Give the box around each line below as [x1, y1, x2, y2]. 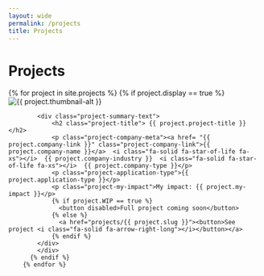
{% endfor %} [23, 261, 67, 269]
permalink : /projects [8, 19, 81, 27]
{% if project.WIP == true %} [51, 197, 153, 206]
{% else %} [51, 211, 89, 220]
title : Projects [8, 27, 63, 35]
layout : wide [8, 11, 52, 20]
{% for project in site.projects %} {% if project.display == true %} [8, 88, 225, 98]
